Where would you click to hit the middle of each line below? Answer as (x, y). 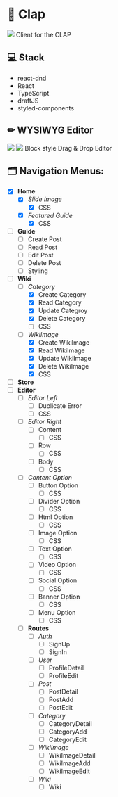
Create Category (62, 295)
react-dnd (32, 78)
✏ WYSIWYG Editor (50, 130)
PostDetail (63, 691)
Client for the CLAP (43, 34)
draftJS (28, 101)
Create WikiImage (64, 342)
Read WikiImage (61, 350)
